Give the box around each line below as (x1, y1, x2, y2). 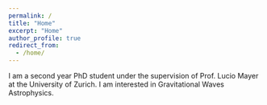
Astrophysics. (8, 88, 54, 97)
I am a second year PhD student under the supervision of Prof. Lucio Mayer (8, 71, 259, 80)
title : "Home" (8, 19, 56, 27)
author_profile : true (8, 34, 81, 42)
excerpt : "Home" (8, 26, 63, 34)
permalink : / (8, 11, 52, 20)
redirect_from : (8, 42, 60, 50)
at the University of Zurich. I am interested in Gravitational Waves (8, 79, 224, 89)
